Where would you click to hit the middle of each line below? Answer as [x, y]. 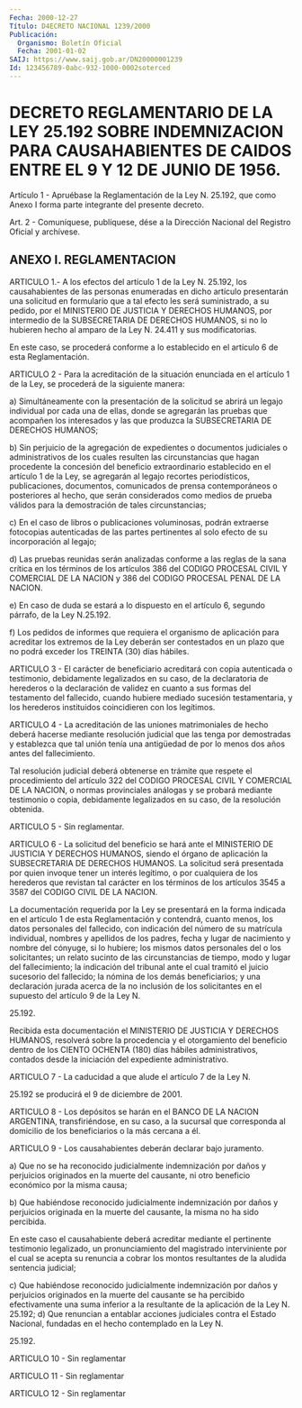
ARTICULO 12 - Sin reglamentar [67, 1393]
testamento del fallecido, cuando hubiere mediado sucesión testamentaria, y [151, 697]
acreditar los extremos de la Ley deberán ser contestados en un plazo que [147, 642]
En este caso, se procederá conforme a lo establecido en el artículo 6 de [144, 347]
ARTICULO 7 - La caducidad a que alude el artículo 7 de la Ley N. [130, 1076]
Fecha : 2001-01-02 [52, 51]
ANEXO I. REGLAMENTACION [93, 260]
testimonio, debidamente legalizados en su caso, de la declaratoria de [139, 678]
